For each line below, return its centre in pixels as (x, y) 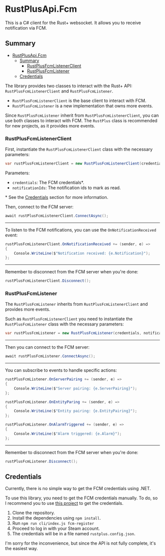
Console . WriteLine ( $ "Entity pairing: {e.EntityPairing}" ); (76, 411)
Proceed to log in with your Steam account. (56, 528)
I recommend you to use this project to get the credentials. (64, 503)
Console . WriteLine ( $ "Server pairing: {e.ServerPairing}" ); (76, 388)
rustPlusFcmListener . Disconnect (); (41, 461)
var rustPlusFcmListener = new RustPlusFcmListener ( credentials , (73, 333)
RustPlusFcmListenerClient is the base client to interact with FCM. (79, 100)
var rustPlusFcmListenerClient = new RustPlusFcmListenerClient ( (73, 164)
